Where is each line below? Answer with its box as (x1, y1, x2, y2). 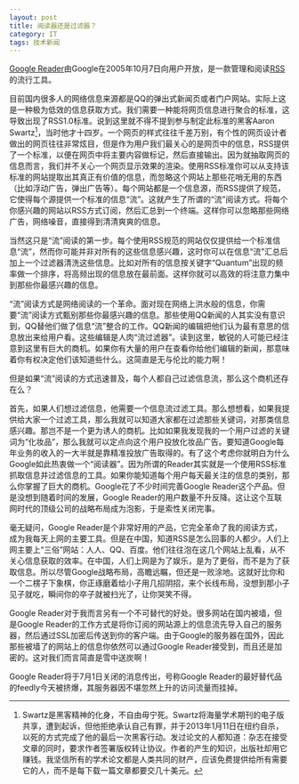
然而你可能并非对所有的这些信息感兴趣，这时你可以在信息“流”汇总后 (39, 246, 288, 256)
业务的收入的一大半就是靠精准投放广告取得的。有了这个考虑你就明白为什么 (16, 447, 290, 458)
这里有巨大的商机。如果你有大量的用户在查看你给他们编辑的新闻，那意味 (24, 343, 290, 353)
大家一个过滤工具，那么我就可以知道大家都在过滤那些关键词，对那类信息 (24, 414, 290, 424)
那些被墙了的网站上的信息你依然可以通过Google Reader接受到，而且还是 (9, 641, 275, 651)
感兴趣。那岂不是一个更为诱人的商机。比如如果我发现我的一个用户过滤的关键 (9, 424, 290, 436)
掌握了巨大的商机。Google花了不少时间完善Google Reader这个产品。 (24, 481, 278, 491)
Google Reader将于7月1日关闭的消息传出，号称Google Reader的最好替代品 (9, 671, 283, 682)
